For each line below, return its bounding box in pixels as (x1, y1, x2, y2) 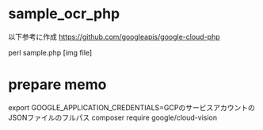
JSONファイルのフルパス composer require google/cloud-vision (8, 113, 218, 122)
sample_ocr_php (8, 5, 120, 23)
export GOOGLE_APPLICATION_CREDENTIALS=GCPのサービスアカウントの (8, 102, 255, 112)
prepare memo (8, 76, 107, 94)
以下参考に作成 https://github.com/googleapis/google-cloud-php (8, 32, 220, 41)
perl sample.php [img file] (8, 48, 93, 57)
